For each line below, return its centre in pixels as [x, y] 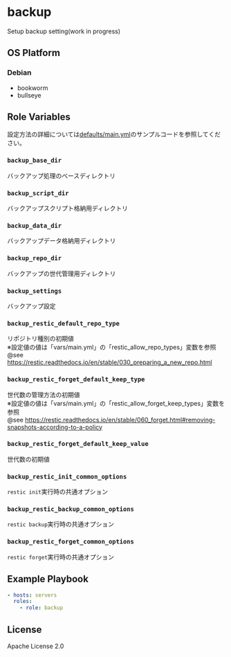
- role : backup [41, 608]
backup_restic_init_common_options [67, 476]
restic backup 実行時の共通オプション [61, 524]
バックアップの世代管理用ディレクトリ [62, 273]
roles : [23, 602]
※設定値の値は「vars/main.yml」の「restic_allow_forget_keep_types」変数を [116, 403]
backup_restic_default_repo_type [63, 323]
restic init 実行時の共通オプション [58, 492]
